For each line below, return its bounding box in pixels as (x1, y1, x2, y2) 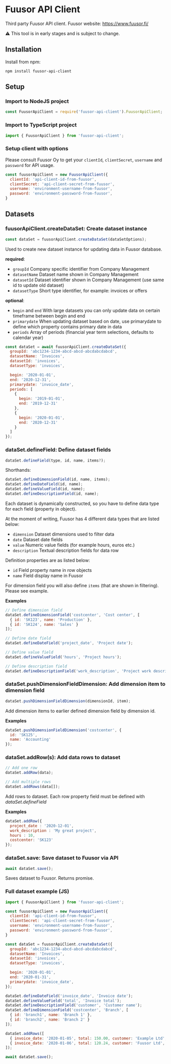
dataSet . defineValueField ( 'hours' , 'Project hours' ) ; (5, 655, 122, 660)
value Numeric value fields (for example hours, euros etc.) (12, 542, 135, 548)
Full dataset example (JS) (5, 888, 70, 895)
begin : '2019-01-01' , (18, 396, 65, 401)
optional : (5, 297, 24, 303)
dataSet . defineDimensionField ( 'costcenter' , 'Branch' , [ (5, 1007, 129, 1013)
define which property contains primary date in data (12, 323, 122, 330)
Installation (5, 45, 42, 54)
